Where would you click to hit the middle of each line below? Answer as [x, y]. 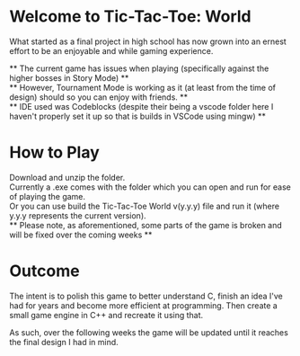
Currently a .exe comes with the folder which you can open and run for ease [150, 187]
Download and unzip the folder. [67, 177]
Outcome [44, 271]
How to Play [55, 152]
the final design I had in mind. [64, 342]
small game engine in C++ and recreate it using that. [106, 315]
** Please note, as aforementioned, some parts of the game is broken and [146, 225]
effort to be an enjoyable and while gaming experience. [111, 50]
